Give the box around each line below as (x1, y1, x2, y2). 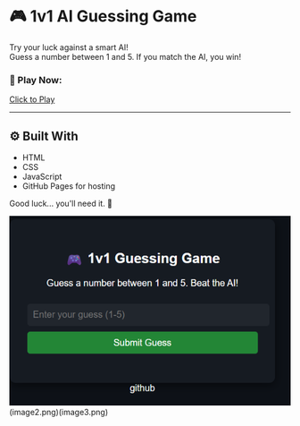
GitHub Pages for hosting (21, 181, 116, 192)
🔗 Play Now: (9, 73, 62, 86)
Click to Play (9, 94, 55, 105)
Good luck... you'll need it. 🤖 (9, 198, 113, 209)
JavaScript (21, 171, 62, 183)
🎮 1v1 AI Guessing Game (9, 6, 197, 27)
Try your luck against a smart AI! (9, 41, 129, 53)
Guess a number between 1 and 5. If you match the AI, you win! (9, 51, 242, 62)
